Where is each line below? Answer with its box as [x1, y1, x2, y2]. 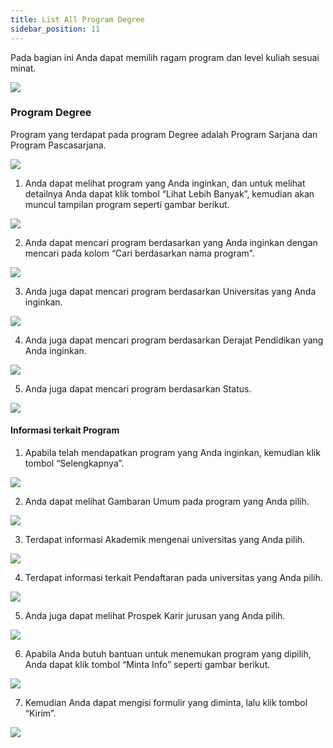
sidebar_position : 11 [10, 24, 101, 34]
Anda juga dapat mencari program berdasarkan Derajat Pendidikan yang [24, 334, 324, 346]
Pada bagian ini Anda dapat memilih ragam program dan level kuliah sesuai [10, 51, 320, 63]
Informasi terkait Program [10, 424, 120, 436]
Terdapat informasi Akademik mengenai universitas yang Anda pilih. [24, 534, 306, 545]
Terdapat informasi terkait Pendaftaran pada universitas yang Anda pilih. [24, 572, 323, 583]
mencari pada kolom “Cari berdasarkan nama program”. [24, 247, 255, 259]
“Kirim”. [24, 707, 57, 719]
